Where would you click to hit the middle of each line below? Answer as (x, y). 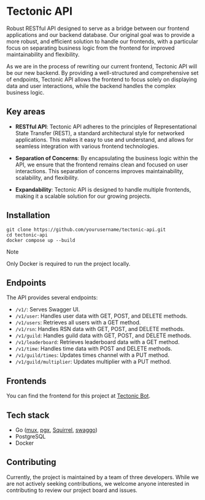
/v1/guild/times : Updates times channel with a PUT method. (92, 355)
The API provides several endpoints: (52, 298)
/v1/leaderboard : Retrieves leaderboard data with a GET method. (97, 342)
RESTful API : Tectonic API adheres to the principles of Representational (106, 127)
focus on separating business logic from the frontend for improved (91, 48)
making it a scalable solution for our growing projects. (83, 196)
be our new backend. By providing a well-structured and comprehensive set (102, 72)
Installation (28, 215)
